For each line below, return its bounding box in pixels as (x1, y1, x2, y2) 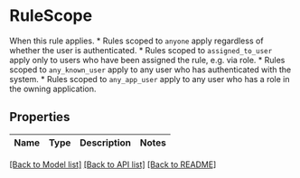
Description (80, 136, 131, 149)
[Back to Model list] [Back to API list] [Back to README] (9, 159, 217, 170)
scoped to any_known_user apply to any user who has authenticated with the (9, 64, 292, 75)
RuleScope (9, 5, 93, 26)
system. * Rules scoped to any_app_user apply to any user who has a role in (9, 73, 291, 84)
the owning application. (9, 83, 97, 94)
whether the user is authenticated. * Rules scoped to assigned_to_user (9, 44, 273, 55)
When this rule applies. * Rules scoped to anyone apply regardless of (9, 35, 264, 46)
